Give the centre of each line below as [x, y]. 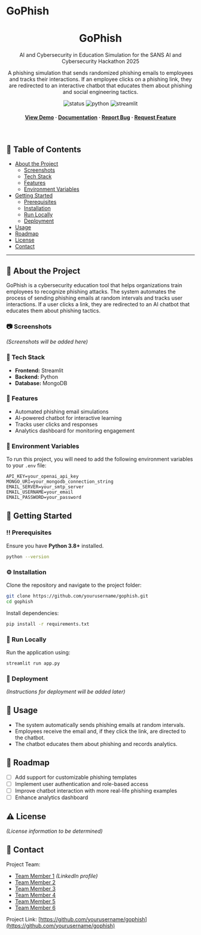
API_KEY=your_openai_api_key [42, 477]
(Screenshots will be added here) [47, 342]
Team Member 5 [35, 901]
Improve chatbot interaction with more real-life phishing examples [96, 790]
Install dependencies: [33, 613]
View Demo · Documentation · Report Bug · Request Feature [100, 117]
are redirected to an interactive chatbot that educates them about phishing [100, 86]
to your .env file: [26, 465]
